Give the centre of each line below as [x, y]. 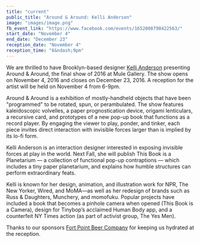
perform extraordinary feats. [41, 173]
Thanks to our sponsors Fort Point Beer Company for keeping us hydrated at [100, 228]
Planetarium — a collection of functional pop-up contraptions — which [93, 160]
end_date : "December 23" [37, 39]
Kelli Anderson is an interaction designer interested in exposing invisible [95, 147]
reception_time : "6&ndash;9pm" [45, 51]
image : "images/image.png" [40, 23]
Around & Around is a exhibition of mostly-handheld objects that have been [99, 98]
